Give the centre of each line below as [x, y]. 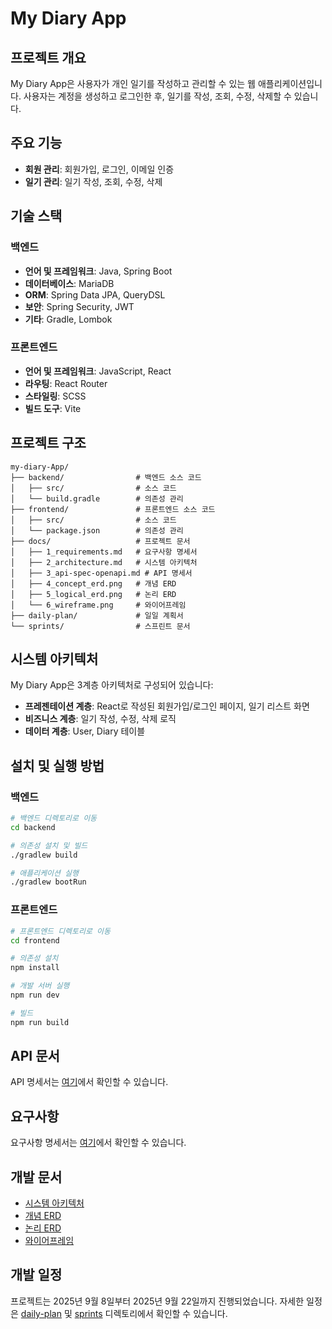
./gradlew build [44, 855]
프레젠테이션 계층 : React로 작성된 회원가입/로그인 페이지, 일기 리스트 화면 [167, 706]
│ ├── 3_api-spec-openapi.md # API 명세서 [101, 573]
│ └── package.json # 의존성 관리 [97, 530]
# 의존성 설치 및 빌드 [49, 845]
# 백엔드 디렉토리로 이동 [54, 818]
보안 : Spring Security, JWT [79, 306]
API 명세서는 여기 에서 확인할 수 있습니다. [89, 1082]
